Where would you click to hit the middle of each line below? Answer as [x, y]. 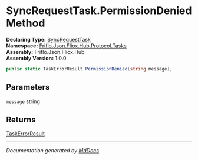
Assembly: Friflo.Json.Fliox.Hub [45, 52]
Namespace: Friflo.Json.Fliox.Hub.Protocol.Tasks [66, 46]
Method [26, 23]
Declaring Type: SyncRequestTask [49, 39]
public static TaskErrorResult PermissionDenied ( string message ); [89, 69]
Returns [21, 120]
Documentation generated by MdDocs [52, 151]
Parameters [28, 87]
